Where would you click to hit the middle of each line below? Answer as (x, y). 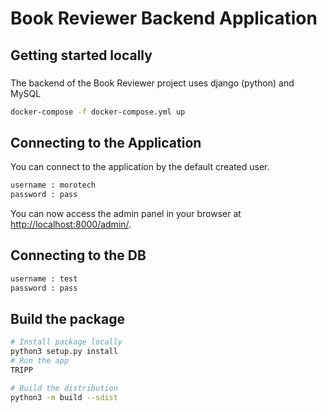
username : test (44, 278)
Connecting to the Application (106, 142)
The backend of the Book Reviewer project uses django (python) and (152, 83)
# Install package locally (66, 342)
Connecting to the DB (78, 255)
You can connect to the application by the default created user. (140, 167)
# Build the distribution (64, 388)
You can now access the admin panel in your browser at (126, 213)
